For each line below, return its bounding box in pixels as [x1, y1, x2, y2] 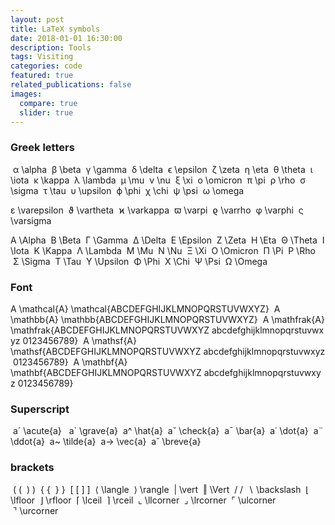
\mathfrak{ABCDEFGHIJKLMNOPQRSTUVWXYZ [10, 324, 210, 336]
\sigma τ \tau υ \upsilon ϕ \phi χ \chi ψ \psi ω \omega [10, 184, 245, 196]
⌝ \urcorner [12, 504, 59, 516]
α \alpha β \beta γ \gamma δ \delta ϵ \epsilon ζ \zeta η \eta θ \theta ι [12, 163, 313, 175]
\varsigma [10, 214, 52, 226]
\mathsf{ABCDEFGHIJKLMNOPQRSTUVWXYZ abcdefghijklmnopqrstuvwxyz [10, 345, 326, 357]
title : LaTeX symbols [10, 24, 101, 34]
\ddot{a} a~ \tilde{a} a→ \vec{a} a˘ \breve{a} [10, 436, 202, 448]
